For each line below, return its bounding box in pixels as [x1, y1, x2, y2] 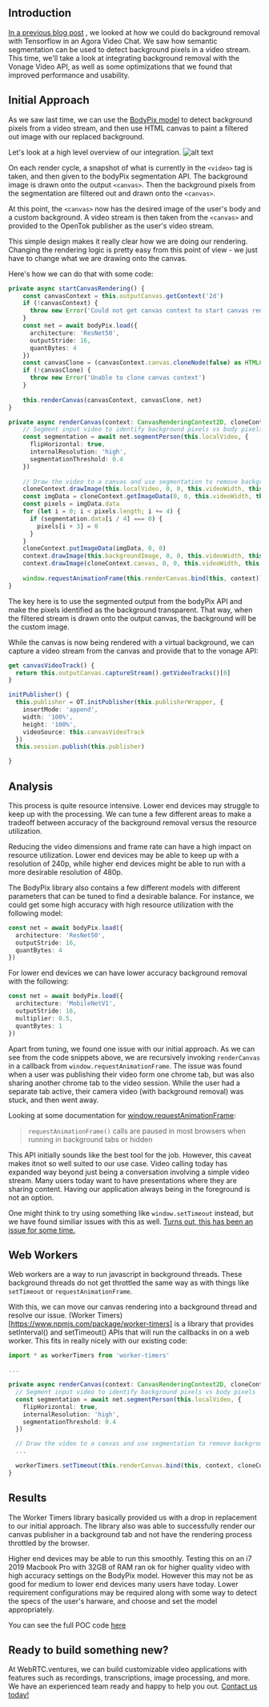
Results [8, 1492, 47, 1505]
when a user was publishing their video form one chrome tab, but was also [8, 1069, 255, 1079]
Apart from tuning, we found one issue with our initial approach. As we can [8, 1044, 255, 1053]
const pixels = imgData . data [22, 500, 120, 508]
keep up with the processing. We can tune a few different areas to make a [8, 809, 252, 819]
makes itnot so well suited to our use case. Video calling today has [8, 1158, 228, 1168]
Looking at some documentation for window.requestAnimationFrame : [8, 1110, 236, 1120]
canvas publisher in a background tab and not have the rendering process [8, 1529, 252, 1539]
